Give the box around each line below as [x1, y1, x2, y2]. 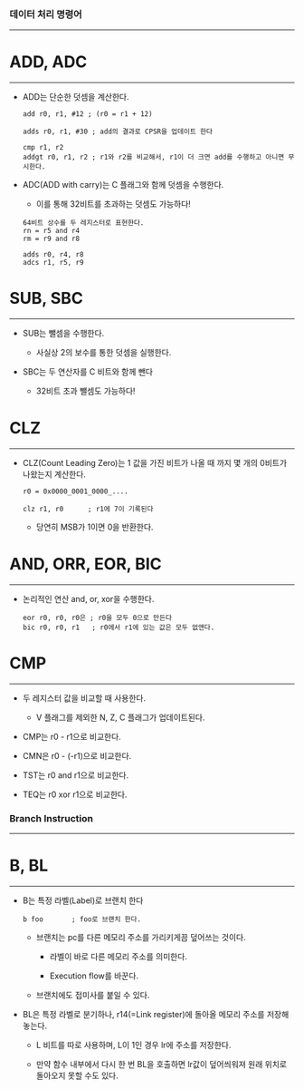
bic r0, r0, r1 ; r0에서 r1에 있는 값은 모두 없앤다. [22, 623, 215, 632]
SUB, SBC [9, 288, 84, 309]
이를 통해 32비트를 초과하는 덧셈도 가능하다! [35, 199, 192, 209]
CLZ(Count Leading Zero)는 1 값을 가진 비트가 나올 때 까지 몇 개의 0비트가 [22, 458, 288, 469]
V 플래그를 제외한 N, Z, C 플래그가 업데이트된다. [35, 712, 205, 723]
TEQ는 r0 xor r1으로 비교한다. [22, 789, 128, 800]
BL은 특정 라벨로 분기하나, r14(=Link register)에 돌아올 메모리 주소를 [22, 1009, 265, 1020]
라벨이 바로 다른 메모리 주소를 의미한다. [49, 951, 188, 962]
